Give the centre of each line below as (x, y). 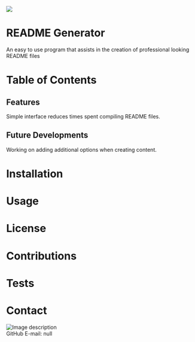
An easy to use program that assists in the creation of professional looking (98, 49)
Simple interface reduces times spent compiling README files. (83, 116)
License (26, 229)
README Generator (56, 33)
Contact (27, 310)
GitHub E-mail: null (29, 333)
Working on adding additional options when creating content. (82, 149)
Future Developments (47, 135)
